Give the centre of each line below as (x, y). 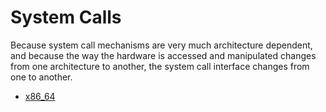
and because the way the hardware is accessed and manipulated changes (163, 55)
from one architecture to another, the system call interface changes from (160, 66)
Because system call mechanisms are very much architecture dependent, (161, 45)
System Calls (66, 17)
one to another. (41, 77)
